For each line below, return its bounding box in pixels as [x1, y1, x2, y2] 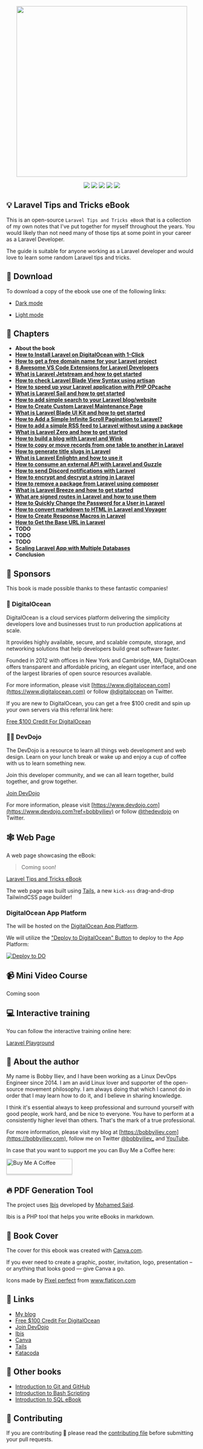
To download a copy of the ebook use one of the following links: [6, 287, 167, 294]
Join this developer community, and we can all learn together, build [6, 771, 174, 778]
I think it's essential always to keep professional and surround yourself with [6, 1104, 194, 1111]
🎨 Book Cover [6, 1230, 59, 1241]
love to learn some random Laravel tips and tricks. [6, 254, 131, 261]
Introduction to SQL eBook [15, 1396, 82, 1403]
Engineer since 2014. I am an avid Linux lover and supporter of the [6, 1079, 172, 1087]
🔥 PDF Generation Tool [6, 1185, 93, 1195]
